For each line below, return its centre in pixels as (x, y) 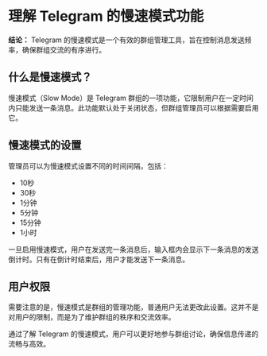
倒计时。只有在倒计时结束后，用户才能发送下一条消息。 (99, 259)
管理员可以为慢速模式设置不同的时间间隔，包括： (88, 166)
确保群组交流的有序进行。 (64, 49)
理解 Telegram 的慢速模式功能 (106, 16)
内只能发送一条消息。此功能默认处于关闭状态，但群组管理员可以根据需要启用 (133, 107)
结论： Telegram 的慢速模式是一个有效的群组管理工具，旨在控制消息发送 (126, 40)
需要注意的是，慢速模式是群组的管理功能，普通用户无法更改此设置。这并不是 (133, 308)
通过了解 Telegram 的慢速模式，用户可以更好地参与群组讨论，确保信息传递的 (133, 334)
